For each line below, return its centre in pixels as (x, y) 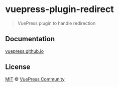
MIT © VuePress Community (35, 79)
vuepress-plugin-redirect (59, 9)
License (18, 67)
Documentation (30, 39)
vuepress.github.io (25, 51)
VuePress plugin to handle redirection (56, 23)
